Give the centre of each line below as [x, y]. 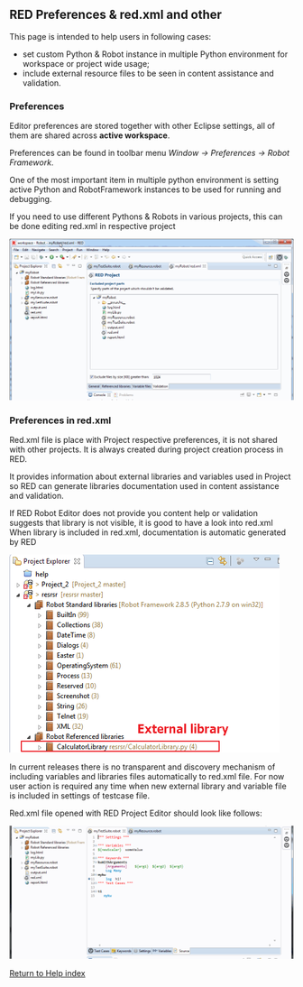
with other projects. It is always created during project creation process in [147, 449]
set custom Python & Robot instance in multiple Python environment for [155, 54]
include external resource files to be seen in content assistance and [148, 73]
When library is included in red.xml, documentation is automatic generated [148, 532]
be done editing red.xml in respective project [92, 226]
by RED [23, 542]
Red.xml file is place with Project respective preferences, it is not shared [143, 440]
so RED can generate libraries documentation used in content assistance [144, 486]
